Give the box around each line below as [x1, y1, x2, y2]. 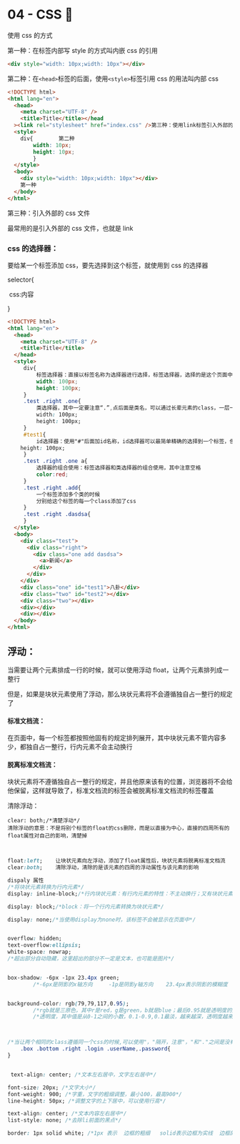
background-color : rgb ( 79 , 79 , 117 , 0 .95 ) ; [7, 1000, 130, 1007]
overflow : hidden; [7, 935, 62, 942]
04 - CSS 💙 [7, 6, 74, 23]
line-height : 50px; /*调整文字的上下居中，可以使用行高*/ [7, 1097, 166, 1105]
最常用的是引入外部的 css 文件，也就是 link [7, 224, 134, 232]
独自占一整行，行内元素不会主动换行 [26, 742, 133, 751]
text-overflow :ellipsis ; [7, 942, 81, 949]
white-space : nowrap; [7, 948, 72, 956]
